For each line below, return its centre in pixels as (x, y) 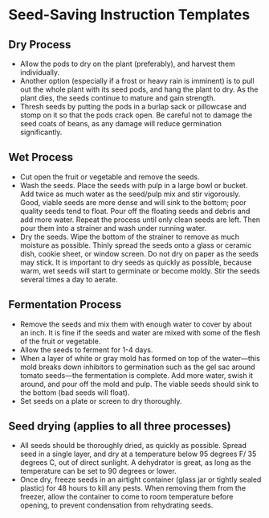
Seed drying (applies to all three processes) (120, 427)
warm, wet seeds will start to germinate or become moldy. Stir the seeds (140, 270)
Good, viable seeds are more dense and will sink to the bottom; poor (133, 202)
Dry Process (40, 45)
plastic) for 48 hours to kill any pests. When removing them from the (133, 488)
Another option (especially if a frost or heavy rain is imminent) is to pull (137, 81)
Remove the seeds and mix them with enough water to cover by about (136, 324)
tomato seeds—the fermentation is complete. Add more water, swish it (137, 375)
